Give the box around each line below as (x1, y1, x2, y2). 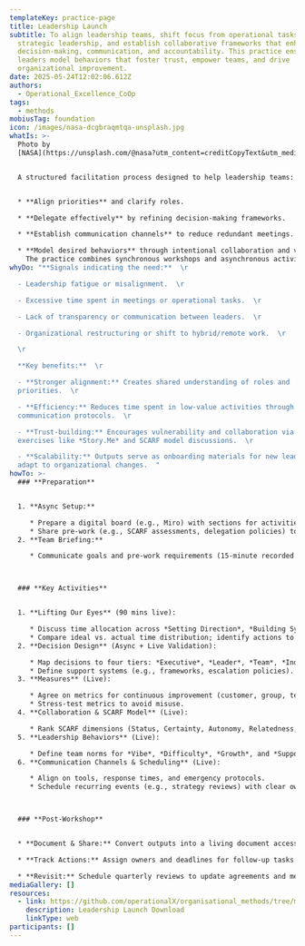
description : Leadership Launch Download (25, 905, 184, 915)
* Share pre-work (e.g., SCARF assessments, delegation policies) (29, 527, 286, 536)
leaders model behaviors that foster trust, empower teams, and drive (17, 55, 290, 64)
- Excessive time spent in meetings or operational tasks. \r (17, 296, 261, 305)
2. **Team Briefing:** (17, 535, 103, 545)
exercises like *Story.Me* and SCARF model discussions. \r (17, 436, 254, 445)
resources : (9, 889, 51, 898)
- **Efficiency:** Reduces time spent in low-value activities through (17, 402, 295, 411)
